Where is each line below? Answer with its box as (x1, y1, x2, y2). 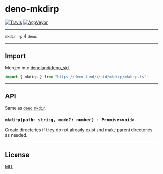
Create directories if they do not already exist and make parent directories (5, 127, 153, 133)
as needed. (5, 132, 28, 138)
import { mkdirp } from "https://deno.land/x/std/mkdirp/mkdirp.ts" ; (5, 74, 149, 79)
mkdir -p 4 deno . (5, 33, 38, 39)
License (5, 151, 30, 159)
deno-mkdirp (5, 3, 59, 15)
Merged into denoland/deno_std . (5, 64, 70, 71)
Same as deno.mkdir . (5, 105, 47, 111)
